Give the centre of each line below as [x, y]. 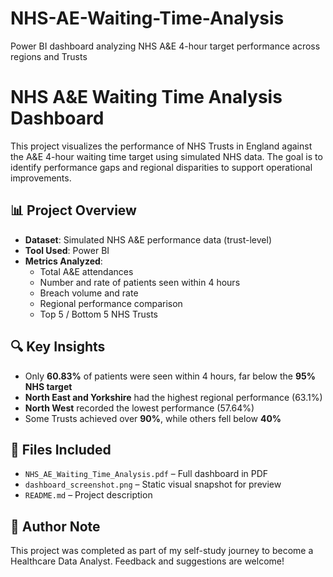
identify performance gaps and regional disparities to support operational [161, 167]
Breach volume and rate [89, 293]
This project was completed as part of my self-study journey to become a [162, 551]
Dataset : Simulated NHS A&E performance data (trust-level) [148, 239]
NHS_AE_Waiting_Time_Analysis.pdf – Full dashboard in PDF [146, 474]
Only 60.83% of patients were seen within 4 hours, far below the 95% [170, 376]
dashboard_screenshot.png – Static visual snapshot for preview [153, 484]
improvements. [41, 178]
